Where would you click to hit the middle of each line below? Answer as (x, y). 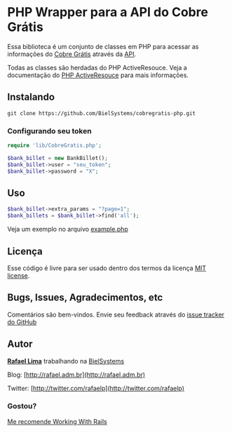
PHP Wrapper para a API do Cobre (108, 12)
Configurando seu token (50, 131)
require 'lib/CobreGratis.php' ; (54, 146)
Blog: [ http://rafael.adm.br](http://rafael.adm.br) (76, 374)
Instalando (31, 97)
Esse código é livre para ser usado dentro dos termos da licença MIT (107, 268)
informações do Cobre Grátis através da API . (72, 54)
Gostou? (22, 406)
